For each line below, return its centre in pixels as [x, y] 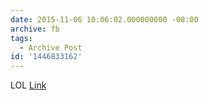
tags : [21, 38]
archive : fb [35, 29]
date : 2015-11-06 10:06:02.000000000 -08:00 [104, 19]
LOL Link [28, 85]
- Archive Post [51, 47]
